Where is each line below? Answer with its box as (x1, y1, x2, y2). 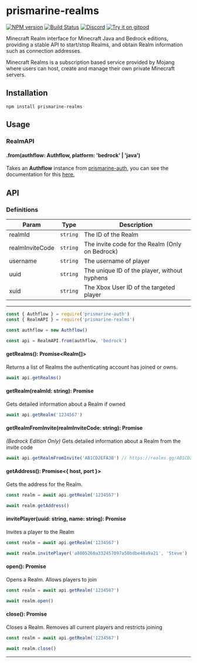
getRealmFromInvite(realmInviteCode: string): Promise (6, 424, 143, 431)
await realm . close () (6, 645, 57, 651)
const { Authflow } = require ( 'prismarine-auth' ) (6, 311, 130, 317)
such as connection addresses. (6, 47, 82, 54)
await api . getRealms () (6, 375, 62, 380)
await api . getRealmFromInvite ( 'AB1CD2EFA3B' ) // (6, 455, 127, 461)
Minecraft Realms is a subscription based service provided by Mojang (6, 59, 175, 66)
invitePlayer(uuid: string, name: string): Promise (6, 515, 126, 522)
